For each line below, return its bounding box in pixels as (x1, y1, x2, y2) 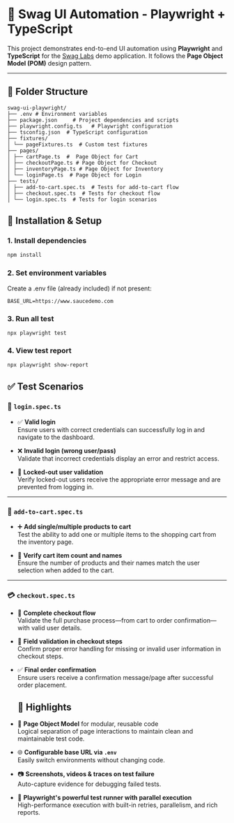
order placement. (17, 681, 68, 690)
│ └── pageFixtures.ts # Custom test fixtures (7, 141, 148, 148)
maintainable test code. (17, 734, 85, 743)
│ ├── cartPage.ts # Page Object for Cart (7, 153, 139, 160)
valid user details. (31, 624, 82, 632)
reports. (17, 808, 40, 817)
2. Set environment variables (7, 268, 107, 278)
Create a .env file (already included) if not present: (7, 284, 152, 292)
